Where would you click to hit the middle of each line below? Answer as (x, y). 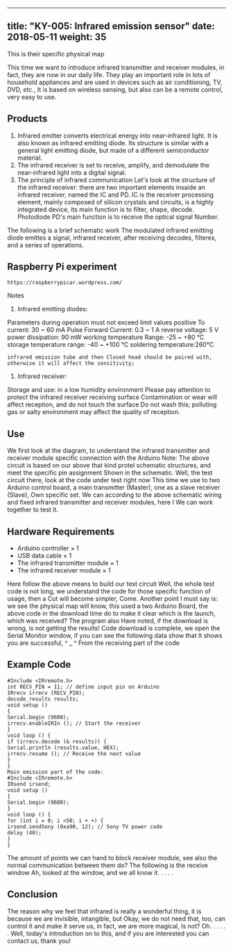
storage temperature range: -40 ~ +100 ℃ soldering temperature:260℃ (111, 345)
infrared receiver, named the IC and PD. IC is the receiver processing (115, 195)
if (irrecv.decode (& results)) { (57, 741)
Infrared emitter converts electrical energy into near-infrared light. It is (118, 136)
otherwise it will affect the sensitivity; (71, 363)
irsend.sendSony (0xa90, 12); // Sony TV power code (85, 827)
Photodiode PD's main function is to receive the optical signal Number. (118, 217)
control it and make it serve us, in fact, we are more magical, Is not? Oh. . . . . (116, 926)
